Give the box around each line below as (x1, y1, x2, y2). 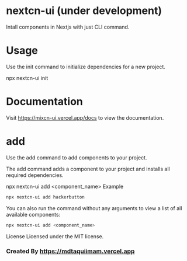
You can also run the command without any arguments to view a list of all (6, 204, 182, 211)
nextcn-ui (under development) (6, 4, 162, 18)
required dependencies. (6, 171, 64, 179)
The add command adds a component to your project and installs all (6, 165, 171, 172)
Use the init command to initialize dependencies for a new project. (6, 63, 165, 70)
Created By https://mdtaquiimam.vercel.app (6, 247, 135, 255)
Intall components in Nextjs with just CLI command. (6, 23, 130, 30)
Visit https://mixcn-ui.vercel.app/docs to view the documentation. (6, 114, 164, 121)
